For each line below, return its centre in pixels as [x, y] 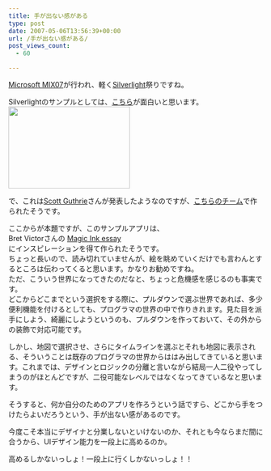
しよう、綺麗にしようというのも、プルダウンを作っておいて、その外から [142, 319]
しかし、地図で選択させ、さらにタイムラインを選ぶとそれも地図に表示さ [129, 346]
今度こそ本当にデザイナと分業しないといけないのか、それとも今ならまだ [129, 431]
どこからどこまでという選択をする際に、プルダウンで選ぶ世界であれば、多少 [135, 299]
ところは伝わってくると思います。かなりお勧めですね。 [107, 269]
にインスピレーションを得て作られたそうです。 [86, 248]
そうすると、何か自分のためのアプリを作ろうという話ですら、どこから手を [132, 404]
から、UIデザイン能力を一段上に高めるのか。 [97, 441]
